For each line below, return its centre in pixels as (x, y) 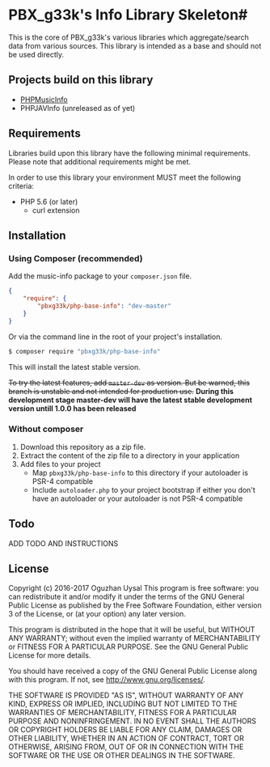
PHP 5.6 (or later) (49, 201)
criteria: (21, 186)
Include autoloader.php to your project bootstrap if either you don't (144, 489)
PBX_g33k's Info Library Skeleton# (128, 15)
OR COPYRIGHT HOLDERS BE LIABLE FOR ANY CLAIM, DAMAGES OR (125, 730)
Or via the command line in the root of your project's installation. (116, 337)
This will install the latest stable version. (75, 367)
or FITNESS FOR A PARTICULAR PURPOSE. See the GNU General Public (129, 647)
